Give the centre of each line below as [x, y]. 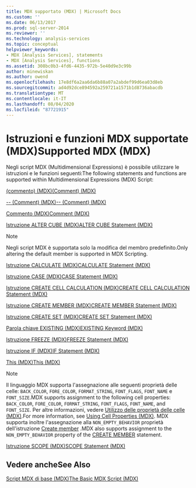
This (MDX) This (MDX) [33, 362]
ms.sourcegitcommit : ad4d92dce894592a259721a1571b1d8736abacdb [85, 88]
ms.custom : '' [23, 17]
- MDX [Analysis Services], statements [55, 55]
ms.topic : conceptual [32, 45]
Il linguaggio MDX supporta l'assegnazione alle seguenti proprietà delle [92, 385]
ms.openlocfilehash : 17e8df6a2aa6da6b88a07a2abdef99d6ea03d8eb [85, 83]
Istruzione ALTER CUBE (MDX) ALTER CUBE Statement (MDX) [80, 225]
